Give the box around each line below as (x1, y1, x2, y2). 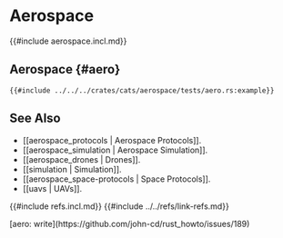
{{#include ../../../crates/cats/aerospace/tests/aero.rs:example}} (9, 85, 275, 95)
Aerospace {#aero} (9, 62, 121, 77)
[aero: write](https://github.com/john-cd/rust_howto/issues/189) (9, 218, 250, 229)
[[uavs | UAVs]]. (22, 183, 83, 193)
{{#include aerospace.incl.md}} (9, 35, 127, 46)
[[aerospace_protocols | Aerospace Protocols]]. (22, 134, 202, 145)
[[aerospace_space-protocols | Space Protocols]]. (22, 174, 211, 184)
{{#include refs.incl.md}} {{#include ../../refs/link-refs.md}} (9, 201, 229, 212)
